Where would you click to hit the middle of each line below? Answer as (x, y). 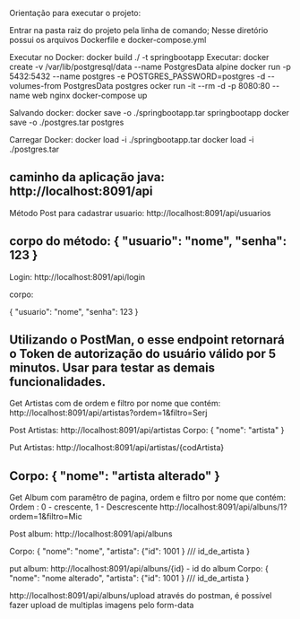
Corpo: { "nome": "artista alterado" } (115, 476)
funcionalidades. (58, 382)
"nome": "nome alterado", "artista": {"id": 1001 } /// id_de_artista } (129, 579)
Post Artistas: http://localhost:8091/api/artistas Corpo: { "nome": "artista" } (147, 431)
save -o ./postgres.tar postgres (67, 122)
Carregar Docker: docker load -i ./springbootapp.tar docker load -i (132, 139)
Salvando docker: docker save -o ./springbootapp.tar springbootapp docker (149, 113)
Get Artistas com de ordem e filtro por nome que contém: (115, 404)
